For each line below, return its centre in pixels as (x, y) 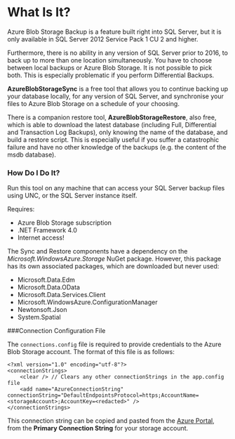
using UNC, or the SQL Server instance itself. (72, 196)
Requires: (21, 209)
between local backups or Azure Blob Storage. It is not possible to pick (110, 67)
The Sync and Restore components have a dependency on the (98, 251)
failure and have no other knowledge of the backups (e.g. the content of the (117, 147)
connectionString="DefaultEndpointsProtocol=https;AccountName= (103, 395)
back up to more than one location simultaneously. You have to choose (110, 60)
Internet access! (41, 238)
